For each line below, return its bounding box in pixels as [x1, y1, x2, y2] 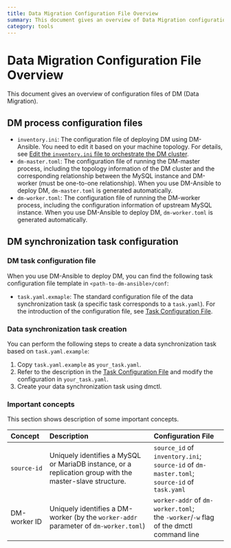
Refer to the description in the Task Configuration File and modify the [16, 368, 213, 376]
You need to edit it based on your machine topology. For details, [41, 142, 223, 151]
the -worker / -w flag [153, 513, 214, 523]
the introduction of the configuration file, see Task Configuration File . [16, 307, 213, 315]
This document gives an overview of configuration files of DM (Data [7, 90, 199, 98]
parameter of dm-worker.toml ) [49, 521, 146, 531]
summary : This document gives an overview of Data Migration [7, 17, 186, 23]
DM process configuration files [7, 117, 143, 129]
